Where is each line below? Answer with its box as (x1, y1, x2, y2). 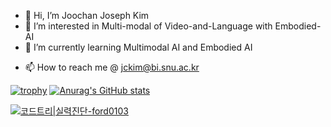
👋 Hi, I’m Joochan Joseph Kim (24, 10, 150, 21)
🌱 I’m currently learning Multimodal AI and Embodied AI (24, 41, 253, 53)
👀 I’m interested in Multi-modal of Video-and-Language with (24, 20, 273, 32)
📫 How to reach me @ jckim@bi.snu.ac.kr (24, 61, 200, 73)
